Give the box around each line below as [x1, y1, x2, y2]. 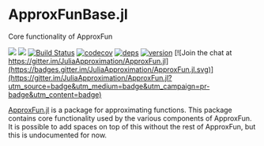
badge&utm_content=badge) [8, 89, 102, 99]
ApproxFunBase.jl [8, 6, 128, 24]
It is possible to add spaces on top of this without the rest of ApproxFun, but [8, 122, 256, 131]
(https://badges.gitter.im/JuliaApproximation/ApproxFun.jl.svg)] [8, 65, 214, 74]
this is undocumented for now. [8, 130, 107, 140]
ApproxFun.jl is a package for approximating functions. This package [8, 105, 233, 114]
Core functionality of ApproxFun [8, 32, 113, 41]
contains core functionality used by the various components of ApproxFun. [8, 113, 252, 123]
